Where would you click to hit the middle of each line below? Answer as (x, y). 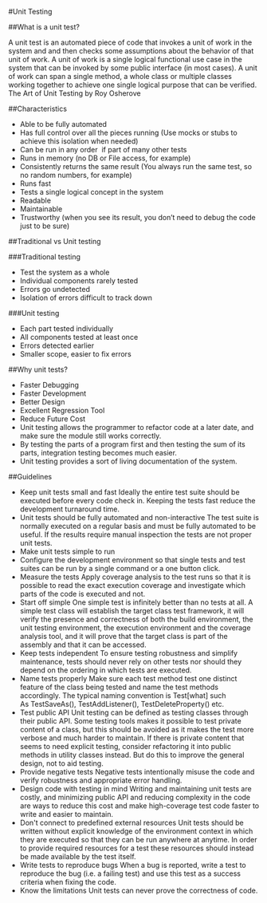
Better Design (42, 402)
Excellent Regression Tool (62, 410)
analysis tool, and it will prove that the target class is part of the (124, 636)
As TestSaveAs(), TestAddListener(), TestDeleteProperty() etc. (122, 704)
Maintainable (41, 209)
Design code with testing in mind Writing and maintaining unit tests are (136, 789)
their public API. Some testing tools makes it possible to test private (130, 721)
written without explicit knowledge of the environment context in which (136, 831)
